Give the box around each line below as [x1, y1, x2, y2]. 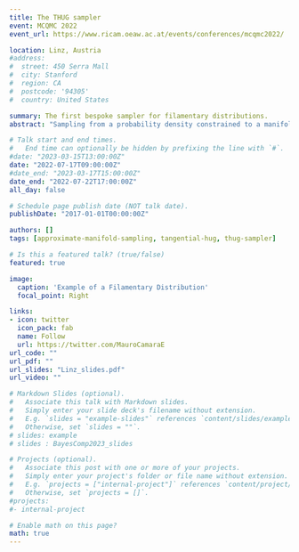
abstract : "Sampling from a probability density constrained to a [9, 119, 261, 129]
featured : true [9, 258, 66, 267]
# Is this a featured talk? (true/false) [9, 250, 166, 259]
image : [9, 274, 34, 283]
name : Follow [17, 332, 66, 341]
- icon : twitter [9, 315, 69, 325]
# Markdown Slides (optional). [9, 389, 125, 399]
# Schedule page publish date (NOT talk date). [9, 201, 190, 210]
